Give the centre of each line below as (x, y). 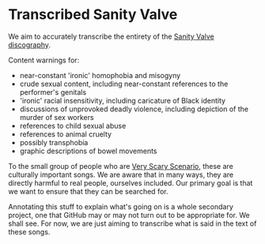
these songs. (29, 231)
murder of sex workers (57, 117)
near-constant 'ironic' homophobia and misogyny (100, 75)
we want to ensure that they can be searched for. (88, 191)
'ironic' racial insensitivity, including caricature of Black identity (123, 100)
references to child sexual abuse (73, 126)
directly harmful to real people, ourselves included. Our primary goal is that (131, 182)
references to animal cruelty (66, 134)
